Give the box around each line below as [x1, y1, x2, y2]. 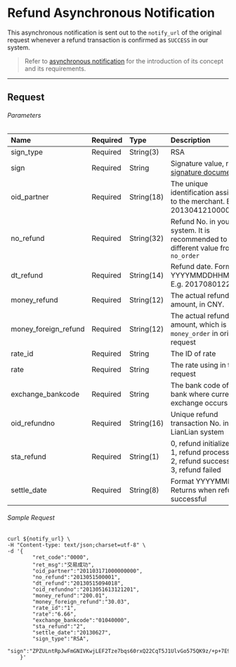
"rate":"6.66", [32, 611, 77, 618]
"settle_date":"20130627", [32, 629, 112, 636]
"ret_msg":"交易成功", [32, 561, 95, 568]
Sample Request [7, 513, 55, 522]
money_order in [170, 328, 218, 338]
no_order [170, 251, 200, 260]
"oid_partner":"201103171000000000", [32, 567, 143, 575]
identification [170, 187, 214, 197]
